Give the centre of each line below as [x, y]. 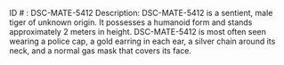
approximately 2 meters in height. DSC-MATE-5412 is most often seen [138, 32]
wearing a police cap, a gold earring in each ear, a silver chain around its [142, 41]
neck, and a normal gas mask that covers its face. [100, 51]
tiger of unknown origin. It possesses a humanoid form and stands [131, 22]
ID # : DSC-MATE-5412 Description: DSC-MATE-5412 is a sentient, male [141, 13]
